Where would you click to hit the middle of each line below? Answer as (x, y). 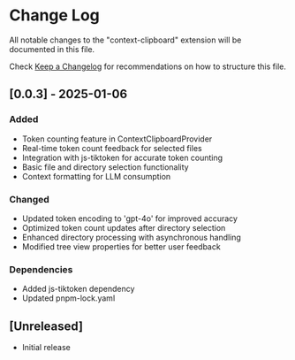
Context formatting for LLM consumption (96, 176)
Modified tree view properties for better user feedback (121, 246)
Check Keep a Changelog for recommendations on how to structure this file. (148, 66)
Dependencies (41, 269)
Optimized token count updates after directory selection (124, 227)
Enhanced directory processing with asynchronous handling (131, 237)
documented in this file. (52, 49)
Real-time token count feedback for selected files (112, 148)
